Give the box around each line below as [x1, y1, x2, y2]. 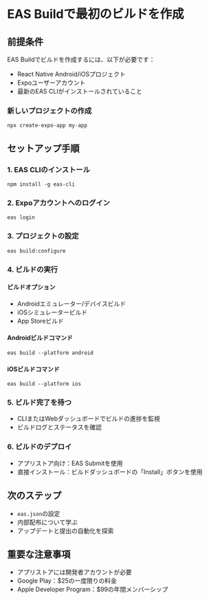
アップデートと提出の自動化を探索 [16, 526, 114, 535]
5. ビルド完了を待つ [7, 398, 72, 407]
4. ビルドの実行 [7, 264, 58, 274]
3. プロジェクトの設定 [7, 231, 79, 241]
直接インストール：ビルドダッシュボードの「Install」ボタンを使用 [16, 467, 203, 475]
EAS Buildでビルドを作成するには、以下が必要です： [7, 56, 155, 63]
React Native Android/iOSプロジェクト [16, 70, 126, 78]
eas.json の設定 [16, 509, 60, 517]
